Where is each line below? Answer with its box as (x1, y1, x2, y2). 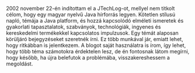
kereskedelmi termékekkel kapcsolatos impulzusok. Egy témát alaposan (6, 30, 179, 36)
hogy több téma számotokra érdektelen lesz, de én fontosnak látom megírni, (6, 48, 190, 54)
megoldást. (6, 60, 33, 67)
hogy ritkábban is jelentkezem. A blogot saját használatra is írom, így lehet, (6, 42, 186, 49)
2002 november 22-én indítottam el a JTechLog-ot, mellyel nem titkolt (6, 5, 175, 12)
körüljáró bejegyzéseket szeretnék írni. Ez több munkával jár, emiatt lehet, (6, 36, 183, 42)
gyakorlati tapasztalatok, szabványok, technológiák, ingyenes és (6, 23, 161, 30)
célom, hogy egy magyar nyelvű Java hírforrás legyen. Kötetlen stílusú (6, 11, 176, 18)
